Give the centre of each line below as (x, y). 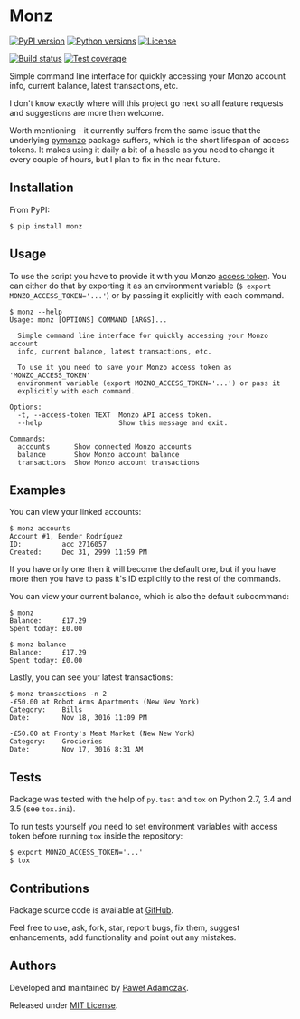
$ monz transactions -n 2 (58, 694)
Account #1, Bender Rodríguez (66, 537)
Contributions (49, 888)
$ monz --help (36, 312)
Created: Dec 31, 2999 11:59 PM (78, 553)
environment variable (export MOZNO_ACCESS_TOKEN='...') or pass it (149, 383)
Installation (42, 188)
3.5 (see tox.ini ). (42, 809)
